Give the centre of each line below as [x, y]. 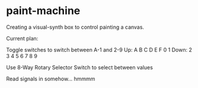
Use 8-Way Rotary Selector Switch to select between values [79, 67]
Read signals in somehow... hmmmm [51, 79]
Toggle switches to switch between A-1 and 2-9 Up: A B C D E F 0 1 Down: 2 [99, 50]
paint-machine [43, 11]
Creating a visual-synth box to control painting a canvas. [75, 27]
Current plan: [22, 38]
